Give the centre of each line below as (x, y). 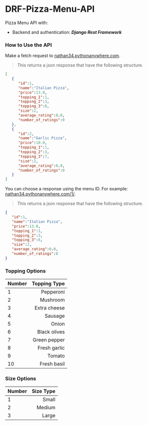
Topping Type (48, 284)
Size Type (44, 391)
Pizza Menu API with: (27, 23)
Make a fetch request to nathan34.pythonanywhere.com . (63, 56)
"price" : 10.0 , (33, 143)
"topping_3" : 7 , (34, 156)
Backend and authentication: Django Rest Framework (67, 32)
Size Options (21, 379)
